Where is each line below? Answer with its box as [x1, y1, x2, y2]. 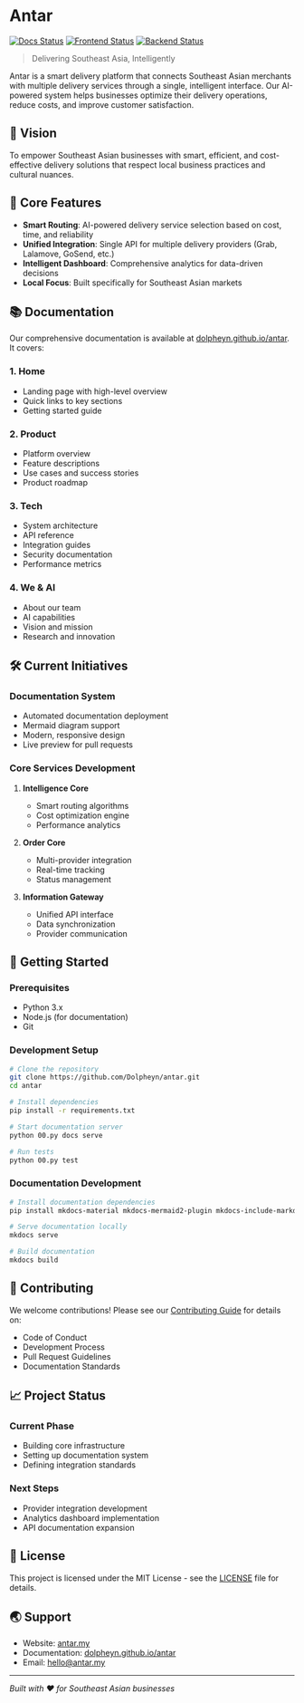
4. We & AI [9, 582, 56, 594]
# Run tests [9, 1147, 54, 1156]
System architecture [22, 520, 99, 531]
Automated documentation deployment [22, 710, 169, 721]
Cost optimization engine [35, 810, 129, 821]
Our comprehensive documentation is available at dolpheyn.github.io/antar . [9, 332, 290, 344]
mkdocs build [9, 1256, 59, 1265]
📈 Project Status [9, 1388, 107, 1404]
